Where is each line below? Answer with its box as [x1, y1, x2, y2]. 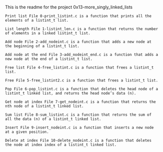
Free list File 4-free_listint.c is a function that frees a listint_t [5, 65, 154, 70]
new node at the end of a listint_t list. [5, 56, 93, 61]
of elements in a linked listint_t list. [5, 31, 91, 36]
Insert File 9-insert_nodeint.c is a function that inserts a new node [5, 125, 154, 130]
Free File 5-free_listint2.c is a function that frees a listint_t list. [5, 78, 159, 83]
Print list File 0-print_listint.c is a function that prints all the [5, 14, 152, 19]
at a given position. [5, 129, 49, 134]
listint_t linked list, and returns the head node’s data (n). [5, 91, 137, 96]
